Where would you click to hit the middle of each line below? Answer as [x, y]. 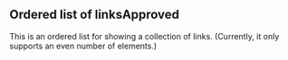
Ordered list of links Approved [94, 15]
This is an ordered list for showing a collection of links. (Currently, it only [144, 36]
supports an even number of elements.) [83, 46]
